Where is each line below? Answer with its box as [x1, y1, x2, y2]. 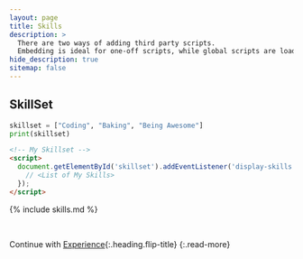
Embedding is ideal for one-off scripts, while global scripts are [17, 47, 277, 56]
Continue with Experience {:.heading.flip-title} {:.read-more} [9, 238, 231, 249]
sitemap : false [9, 64, 67, 73]
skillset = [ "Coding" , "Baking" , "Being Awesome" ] [9, 121, 204, 130]
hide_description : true [9, 55, 99, 64]
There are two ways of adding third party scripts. [17, 38, 216, 48]
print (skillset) [9, 129, 70, 138]
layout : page [9, 13, 59, 23]
